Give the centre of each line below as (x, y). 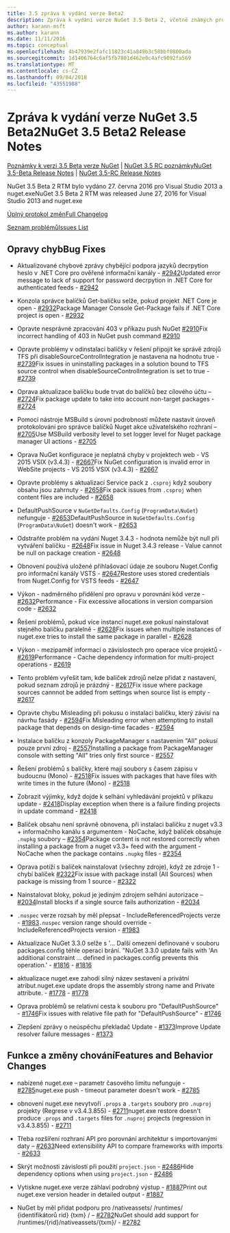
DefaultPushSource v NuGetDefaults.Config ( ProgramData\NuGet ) (107, 510)
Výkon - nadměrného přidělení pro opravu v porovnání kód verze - (111, 594)
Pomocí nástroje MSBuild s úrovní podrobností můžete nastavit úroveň (116, 420)
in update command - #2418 (57, 811)
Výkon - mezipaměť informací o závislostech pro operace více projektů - (119, 650)
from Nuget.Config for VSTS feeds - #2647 (78, 581)
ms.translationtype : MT (41, 64)
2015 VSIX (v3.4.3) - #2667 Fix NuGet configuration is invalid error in (113, 462)
